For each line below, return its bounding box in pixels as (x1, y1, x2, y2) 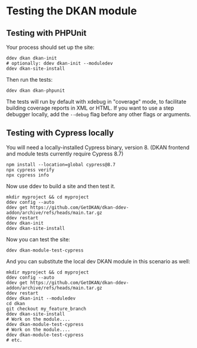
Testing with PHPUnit (6, 28, 87, 38)
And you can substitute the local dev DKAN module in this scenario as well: (6, 257, 190, 265)
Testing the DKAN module (6, 4, 137, 18)
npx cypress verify (6, 167, 55, 173)
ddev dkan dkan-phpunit (6, 88, 65, 94)
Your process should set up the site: (6, 44, 95, 51)
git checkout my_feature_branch (6, 306, 86, 312)
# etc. (6, 337, 23, 343)
